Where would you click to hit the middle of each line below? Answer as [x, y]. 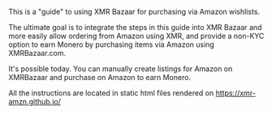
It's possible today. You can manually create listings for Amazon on [121, 69]
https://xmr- [235, 93]
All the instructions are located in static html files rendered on [111, 93]
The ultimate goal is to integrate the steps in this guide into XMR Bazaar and [135, 27]
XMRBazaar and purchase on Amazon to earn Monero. [100, 77]
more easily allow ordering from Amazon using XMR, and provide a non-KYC [136, 36]
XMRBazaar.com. [37, 53]
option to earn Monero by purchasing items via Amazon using [112, 44]
